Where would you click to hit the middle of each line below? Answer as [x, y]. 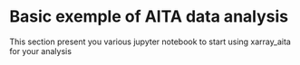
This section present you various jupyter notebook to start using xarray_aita [150, 42]
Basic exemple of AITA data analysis [149, 17]
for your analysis [41, 51]
